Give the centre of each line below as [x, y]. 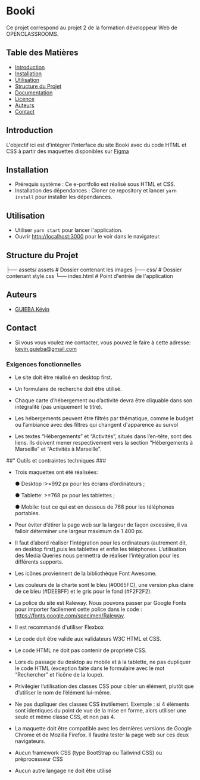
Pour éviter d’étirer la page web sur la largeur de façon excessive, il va [101, 525]
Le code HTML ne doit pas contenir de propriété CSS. [81, 650]
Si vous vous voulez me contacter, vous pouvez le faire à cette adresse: [103, 342]
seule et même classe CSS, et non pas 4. [65, 717]
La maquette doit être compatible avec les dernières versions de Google [103, 728]
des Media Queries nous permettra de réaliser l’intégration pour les [97, 555]
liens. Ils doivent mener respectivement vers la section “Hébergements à [104, 442]
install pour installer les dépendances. [63, 197]
